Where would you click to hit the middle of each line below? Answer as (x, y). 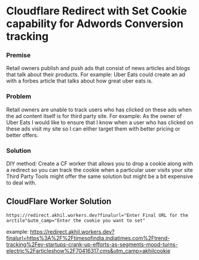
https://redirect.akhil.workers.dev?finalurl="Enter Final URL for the (97, 215)
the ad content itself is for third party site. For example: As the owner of (94, 116)
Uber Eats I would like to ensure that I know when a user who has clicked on (100, 122)
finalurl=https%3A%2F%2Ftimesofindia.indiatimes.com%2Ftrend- (88, 238)
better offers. (22, 135)
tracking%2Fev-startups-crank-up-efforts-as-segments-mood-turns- (92, 244)
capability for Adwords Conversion (95, 24)
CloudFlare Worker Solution (59, 202)
